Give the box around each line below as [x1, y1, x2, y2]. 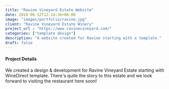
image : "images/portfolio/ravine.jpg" [5, 17, 87, 22]
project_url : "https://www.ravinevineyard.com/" [5, 26, 112, 31]
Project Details [5, 56, 37, 62]
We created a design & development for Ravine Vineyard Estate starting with [5, 67, 164, 73]
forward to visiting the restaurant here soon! [5, 78, 97, 84]
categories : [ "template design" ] [5, 31, 76, 36]
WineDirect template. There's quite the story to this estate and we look [5, 72, 153, 78]
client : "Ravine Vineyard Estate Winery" [5, 21, 94, 27]
